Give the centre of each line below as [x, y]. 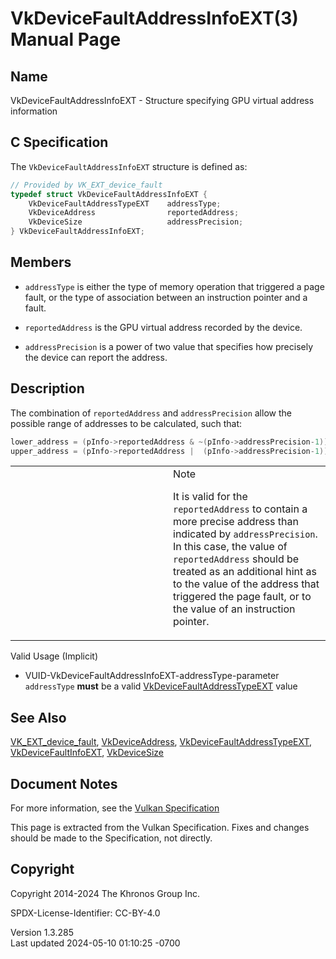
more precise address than [236, 522]
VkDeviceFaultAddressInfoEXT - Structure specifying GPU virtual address [162, 100]
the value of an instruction [234, 609]
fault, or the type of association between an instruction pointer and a [166, 297]
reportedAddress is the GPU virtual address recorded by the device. [163, 327]
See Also [38, 717]
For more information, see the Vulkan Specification [115, 808]
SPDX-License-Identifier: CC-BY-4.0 [85, 913]
